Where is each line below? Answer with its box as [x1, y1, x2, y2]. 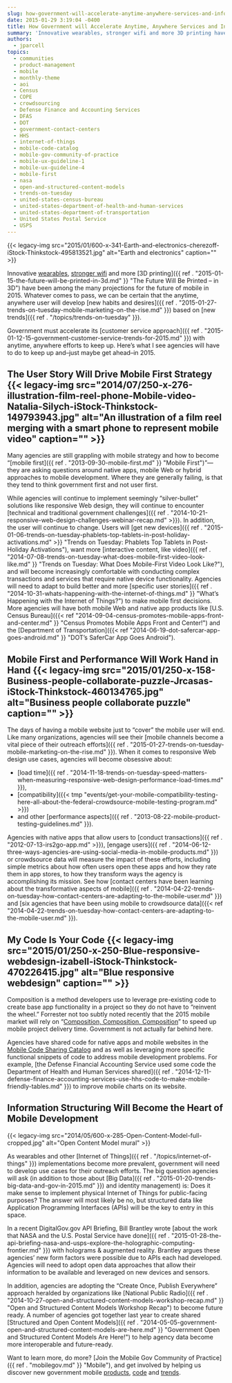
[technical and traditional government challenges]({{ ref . [7, 509, 169, 517]
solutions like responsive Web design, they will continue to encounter [7, 501, 204, 510]
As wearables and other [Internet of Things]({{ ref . [7, 1152, 153, 1160]
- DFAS [13, 113, 32, 119]
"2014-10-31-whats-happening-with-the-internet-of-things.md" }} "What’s [7, 590, 219, 598]
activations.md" [7, 538, 52, 546]
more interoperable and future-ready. [7, 1340, 114, 1348]
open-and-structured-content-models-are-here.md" [7, 1325, 157, 1333]
